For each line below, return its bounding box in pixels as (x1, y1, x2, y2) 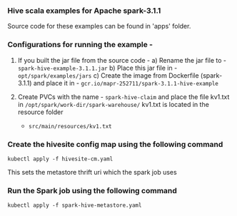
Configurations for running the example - (7, 40, 153, 50)
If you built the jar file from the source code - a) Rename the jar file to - (17, 56, 227, 64)
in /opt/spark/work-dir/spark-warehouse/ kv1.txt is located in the (17, 100, 209, 108)
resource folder (17, 108, 64, 116)
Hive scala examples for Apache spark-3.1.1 (7, 6, 161, 16)
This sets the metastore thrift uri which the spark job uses (7, 168, 177, 176)
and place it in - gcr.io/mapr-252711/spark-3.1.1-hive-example (33, 78, 219, 87)
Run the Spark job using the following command (7, 185, 177, 195)
